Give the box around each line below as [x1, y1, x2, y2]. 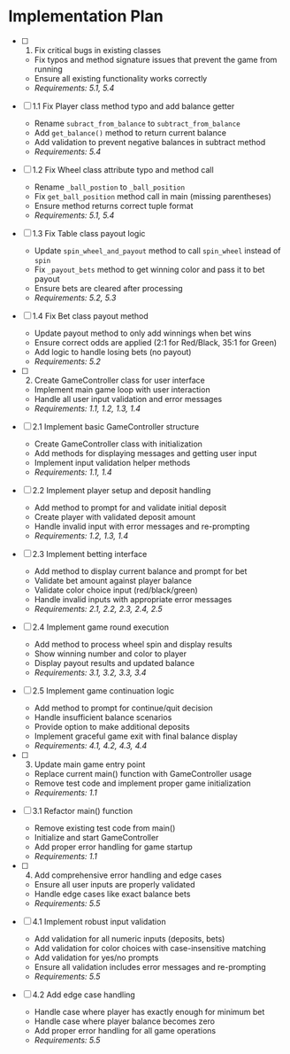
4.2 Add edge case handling [32, 989, 136, 1000]
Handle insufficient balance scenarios [34, 711, 172, 723]
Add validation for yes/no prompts [34, 952, 159, 963]
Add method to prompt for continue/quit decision [34, 702, 213, 713]
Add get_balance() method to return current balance [34, 127, 227, 138]
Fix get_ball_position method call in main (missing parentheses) [34, 190, 271, 201]
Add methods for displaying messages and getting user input [34, 447, 257, 458]
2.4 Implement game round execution [32, 622, 170, 632]
